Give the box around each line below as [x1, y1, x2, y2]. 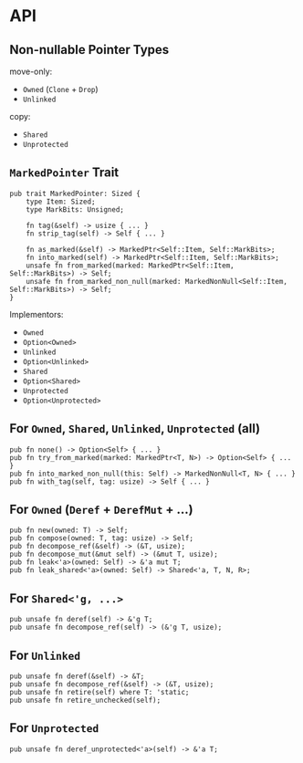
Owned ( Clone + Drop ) [22, 84, 99, 94]
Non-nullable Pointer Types [9, 42, 170, 57]
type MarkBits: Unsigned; [26, 204, 125, 214]
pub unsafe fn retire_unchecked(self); [9, 695, 162, 706]
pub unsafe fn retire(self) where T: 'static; [9, 688, 190, 697]
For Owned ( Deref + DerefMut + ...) [9, 502, 193, 517]
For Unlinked [9, 647, 81, 663]
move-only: [9, 66, 53, 77]
